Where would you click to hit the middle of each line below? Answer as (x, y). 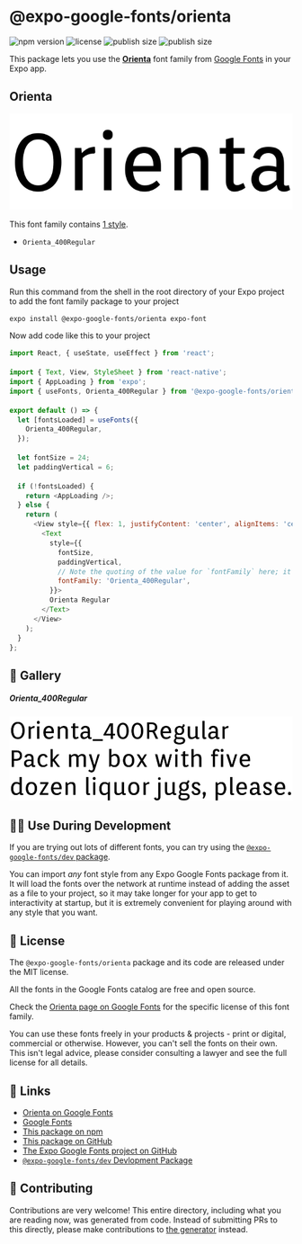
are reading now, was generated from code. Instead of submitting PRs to (144, 1220)
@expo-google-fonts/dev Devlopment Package (107, 1160)
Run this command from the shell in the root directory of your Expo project (147, 291)
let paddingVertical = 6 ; (66, 467)
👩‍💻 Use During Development (90, 825)
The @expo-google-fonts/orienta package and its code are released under (147, 962)
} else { (34, 506)
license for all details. (49, 1062)
